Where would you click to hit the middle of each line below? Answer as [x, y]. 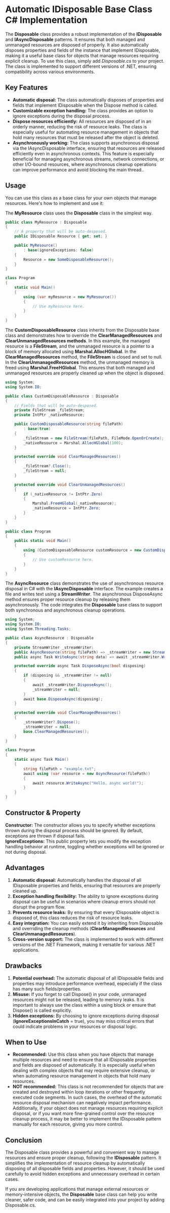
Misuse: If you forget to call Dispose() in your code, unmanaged [79, 994]
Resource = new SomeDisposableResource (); [69, 259]
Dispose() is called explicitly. [42, 1010]
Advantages [25, 868]
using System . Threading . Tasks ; [38, 629]
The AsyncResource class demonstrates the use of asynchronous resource [84, 583]
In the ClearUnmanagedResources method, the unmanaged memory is [80, 362]
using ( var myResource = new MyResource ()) [70, 297]
